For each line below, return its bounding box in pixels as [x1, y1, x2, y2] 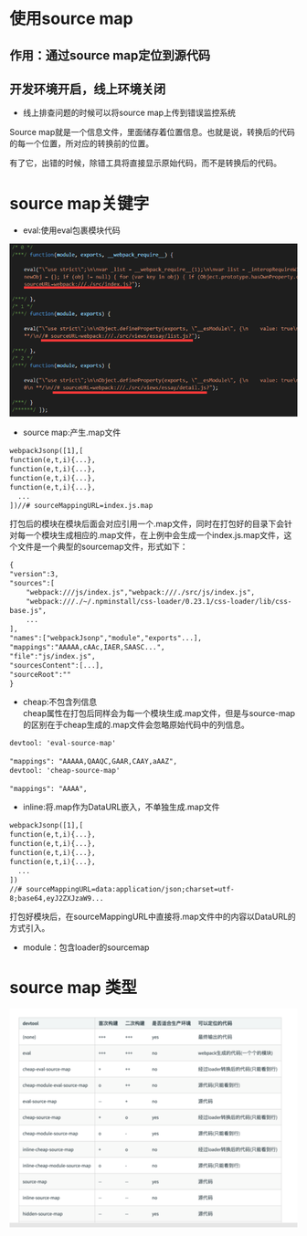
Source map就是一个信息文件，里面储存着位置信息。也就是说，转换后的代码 [9, 127, 295, 138]
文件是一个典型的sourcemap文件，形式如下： [16, 541, 188, 552]
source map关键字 [9, 193, 150, 214]
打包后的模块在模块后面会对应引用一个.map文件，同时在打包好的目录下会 [9, 518, 285, 529]
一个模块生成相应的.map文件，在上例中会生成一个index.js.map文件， [25, 530, 284, 540]
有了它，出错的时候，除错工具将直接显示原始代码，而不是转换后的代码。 [9, 157, 281, 169]
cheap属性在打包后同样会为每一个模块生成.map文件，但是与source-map [22, 708, 295, 718]
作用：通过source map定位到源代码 [9, 48, 211, 63]
